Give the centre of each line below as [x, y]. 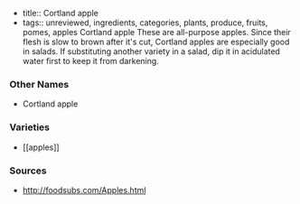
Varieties [29, 127]
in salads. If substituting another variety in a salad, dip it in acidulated [151, 51]
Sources [28, 171]
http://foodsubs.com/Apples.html [84, 190]
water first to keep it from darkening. [91, 61]
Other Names [39, 84]
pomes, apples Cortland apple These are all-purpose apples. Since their [156, 32]
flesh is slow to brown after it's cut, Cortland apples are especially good [156, 42]
